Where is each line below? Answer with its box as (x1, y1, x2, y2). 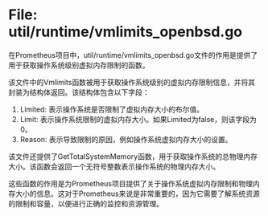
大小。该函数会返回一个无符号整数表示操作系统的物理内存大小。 (8, 161, 220, 171)
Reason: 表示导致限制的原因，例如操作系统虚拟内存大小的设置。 (19, 134, 233, 144)
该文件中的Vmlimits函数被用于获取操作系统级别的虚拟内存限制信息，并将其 (8, 77, 256, 87)
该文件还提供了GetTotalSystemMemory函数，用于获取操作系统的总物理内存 (8, 151, 258, 161)
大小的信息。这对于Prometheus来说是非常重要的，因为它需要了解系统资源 (14, 189, 260, 198)
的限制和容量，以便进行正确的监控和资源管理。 (8, 198, 163, 208)
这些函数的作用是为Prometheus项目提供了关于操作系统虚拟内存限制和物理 (8, 178, 254, 188)
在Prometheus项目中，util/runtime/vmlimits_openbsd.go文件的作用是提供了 (8, 50, 258, 59)
